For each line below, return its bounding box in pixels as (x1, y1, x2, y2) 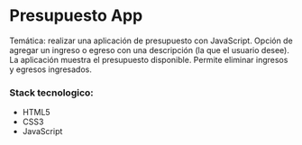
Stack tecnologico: (9, 86, 95, 99)
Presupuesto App (9, 5, 143, 26)
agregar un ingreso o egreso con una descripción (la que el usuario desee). (9, 44, 290, 55)
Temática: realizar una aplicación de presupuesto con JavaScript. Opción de (9, 35, 293, 46)
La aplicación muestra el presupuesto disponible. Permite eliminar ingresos (9, 54, 288, 65)
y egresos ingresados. (9, 64, 92, 75)
